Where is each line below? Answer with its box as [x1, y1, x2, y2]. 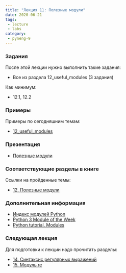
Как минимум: [5, 84, 37, 90]
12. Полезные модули [12, 187, 60, 193]
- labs [7, 27, 22, 32]
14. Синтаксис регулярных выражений [12, 256, 97, 262]
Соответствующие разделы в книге [5, 165, 99, 172]
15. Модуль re [12, 261, 42, 268]
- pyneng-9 [7, 36, 31, 41]
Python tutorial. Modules [12, 222, 65, 228]
